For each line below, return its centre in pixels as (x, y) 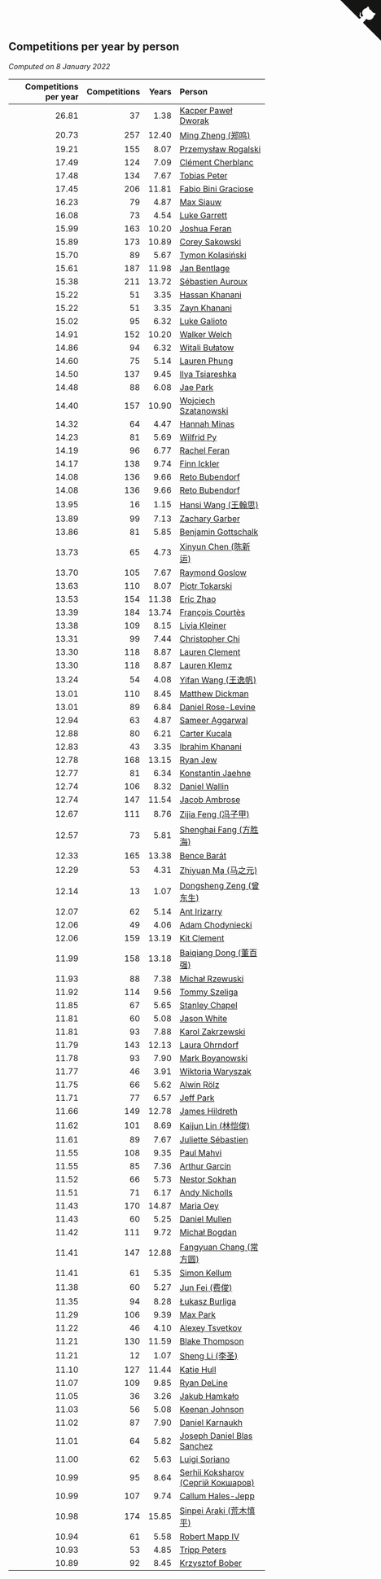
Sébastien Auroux (214, 281)
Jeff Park (197, 1098)
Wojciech (197, 401)
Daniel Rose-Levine (218, 707)
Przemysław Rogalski (220, 149)
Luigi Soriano (205, 1459)
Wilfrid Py (198, 437)
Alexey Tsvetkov (211, 1327)
